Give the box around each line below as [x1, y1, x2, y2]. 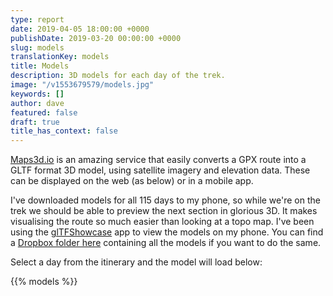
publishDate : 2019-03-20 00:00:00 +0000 [10, 33, 182, 43]
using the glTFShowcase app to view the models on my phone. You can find [10, 226, 324, 238]
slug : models [10, 42, 65, 53]
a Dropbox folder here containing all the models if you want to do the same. [10, 237, 322, 249]
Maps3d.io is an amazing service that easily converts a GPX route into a [10, 154, 307, 166]
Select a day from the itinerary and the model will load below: [10, 256, 263, 268]
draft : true [10, 117, 60, 127]
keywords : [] [10, 89, 65, 99]
